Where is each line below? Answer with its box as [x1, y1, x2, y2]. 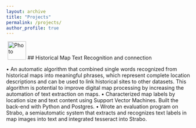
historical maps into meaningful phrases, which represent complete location [6, 72, 190, 79]
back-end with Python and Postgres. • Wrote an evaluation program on [6, 103, 178, 110]
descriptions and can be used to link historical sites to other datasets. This [6, 78, 187, 85]
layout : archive [6, 8, 46, 15]
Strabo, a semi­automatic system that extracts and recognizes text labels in [6, 109, 187, 116]
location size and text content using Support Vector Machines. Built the [6, 97, 178, 104]
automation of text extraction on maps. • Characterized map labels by [6, 90, 175, 97]
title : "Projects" [6, 14, 51, 20]
